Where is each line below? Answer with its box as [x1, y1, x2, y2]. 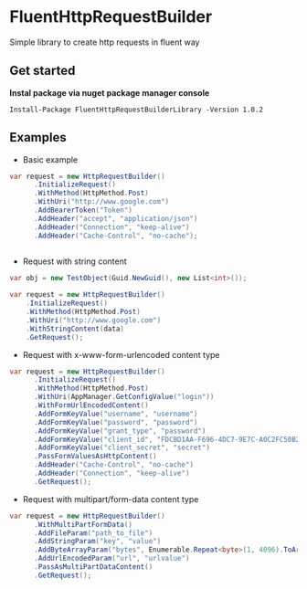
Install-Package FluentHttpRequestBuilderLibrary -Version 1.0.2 [9, 105, 263, 114]
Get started [9, 63, 76, 79]
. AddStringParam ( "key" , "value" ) [33, 537, 162, 546]
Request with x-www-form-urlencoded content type [22, 349, 221, 360]
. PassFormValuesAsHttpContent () [33, 452, 157, 461]
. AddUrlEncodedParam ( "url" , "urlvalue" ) [33, 554, 190, 563]
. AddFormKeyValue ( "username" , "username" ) [33, 409, 198, 418]
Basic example [22, 153, 79, 165]
